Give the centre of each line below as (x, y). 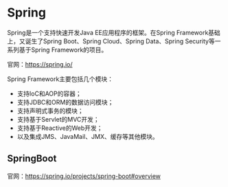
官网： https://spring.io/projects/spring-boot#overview (84, 176)
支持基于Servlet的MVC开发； (58, 119)
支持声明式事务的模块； (50, 111)
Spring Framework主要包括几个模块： (60, 79)
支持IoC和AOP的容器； (49, 93)
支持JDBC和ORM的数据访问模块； (65, 102)
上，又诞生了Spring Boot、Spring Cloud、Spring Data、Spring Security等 (111, 41)
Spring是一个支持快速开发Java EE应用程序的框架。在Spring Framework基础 (114, 32)
